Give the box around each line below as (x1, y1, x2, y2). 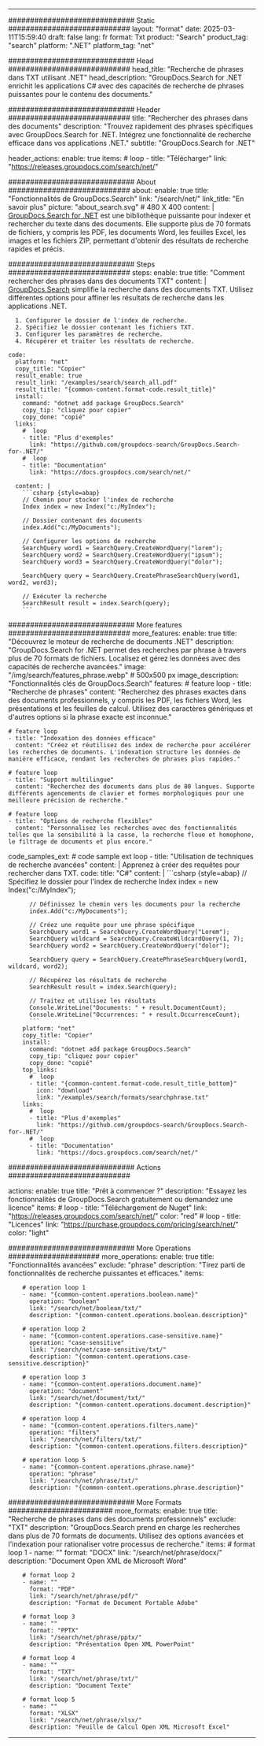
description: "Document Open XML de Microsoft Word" (8, 1556, 187, 1565)
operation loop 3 (28, 1373, 86, 1381)
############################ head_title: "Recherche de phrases (8, 65, 244, 73)
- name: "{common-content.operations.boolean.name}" (22, 1290, 199, 1298)
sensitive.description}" (8, 1360, 90, 1368)
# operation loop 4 (22, 1415, 86, 1423)
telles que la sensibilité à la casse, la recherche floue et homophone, (8, 831, 255, 839)
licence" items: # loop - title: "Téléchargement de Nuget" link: (8, 1203, 207, 1212)
